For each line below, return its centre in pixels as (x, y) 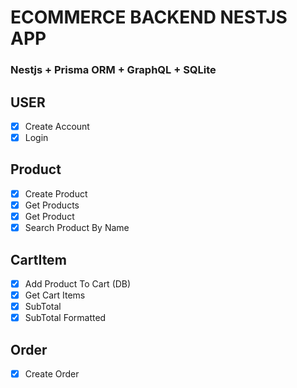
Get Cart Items (55, 295)
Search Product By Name (77, 228)
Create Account (57, 126)
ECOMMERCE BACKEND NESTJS (149, 17)
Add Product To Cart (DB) (78, 283)
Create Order (52, 373)
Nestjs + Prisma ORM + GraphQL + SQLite (113, 70)
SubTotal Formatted (65, 318)
